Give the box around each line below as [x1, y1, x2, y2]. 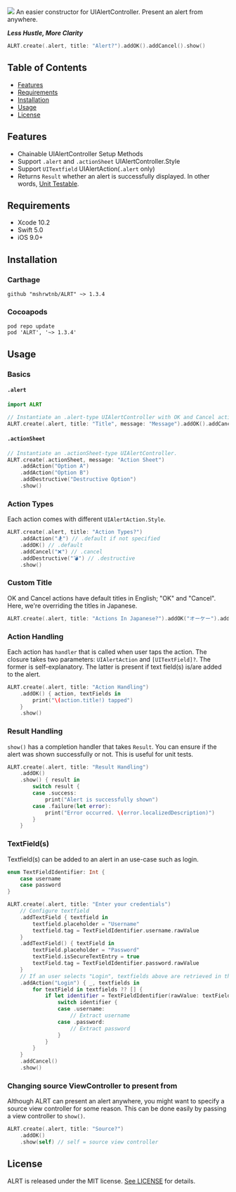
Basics [7, 369, 31, 379]
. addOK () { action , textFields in [20, 690, 121, 697]
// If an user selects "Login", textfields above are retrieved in [20, 973, 221, 980]
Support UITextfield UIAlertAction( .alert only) [17, 165, 156, 173]
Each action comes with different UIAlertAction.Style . [7, 515, 166, 523]
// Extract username [70, 1012, 131, 1019]
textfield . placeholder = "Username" [32, 921, 140, 928]
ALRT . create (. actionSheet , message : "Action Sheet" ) [7, 456, 165, 463]
